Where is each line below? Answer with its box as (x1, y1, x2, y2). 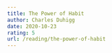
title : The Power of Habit (7, 10, 85, 17)
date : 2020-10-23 (7, 23, 57, 30)
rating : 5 (7, 29, 36, 36)
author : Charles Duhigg (7, 17, 76, 23)
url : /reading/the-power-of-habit (7, 36, 107, 43)
